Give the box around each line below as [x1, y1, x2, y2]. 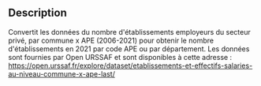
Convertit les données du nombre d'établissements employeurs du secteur [8, 27, 251, 36]
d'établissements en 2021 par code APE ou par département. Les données [8, 43, 250, 54]
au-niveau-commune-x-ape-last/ [8, 69, 116, 78]
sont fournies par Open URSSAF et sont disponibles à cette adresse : [8, 52, 233, 62]
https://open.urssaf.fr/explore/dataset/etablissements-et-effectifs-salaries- [8, 61, 253, 70]
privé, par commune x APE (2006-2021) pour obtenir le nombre [8, 36, 214, 45]
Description [8, 6, 67, 20]
